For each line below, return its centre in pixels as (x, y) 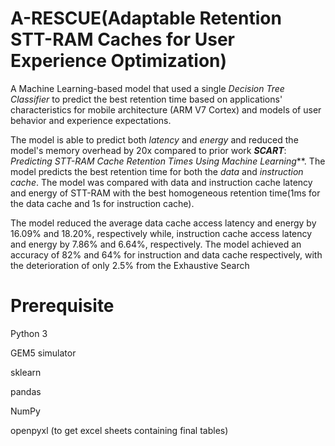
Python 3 (29, 333)
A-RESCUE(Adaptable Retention (146, 18)
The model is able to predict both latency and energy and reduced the (154, 139)
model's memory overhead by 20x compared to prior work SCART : (148, 150)
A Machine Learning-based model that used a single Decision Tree (147, 88)
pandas (26, 391)
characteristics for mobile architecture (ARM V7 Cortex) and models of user (166, 109)
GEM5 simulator (43, 353)
